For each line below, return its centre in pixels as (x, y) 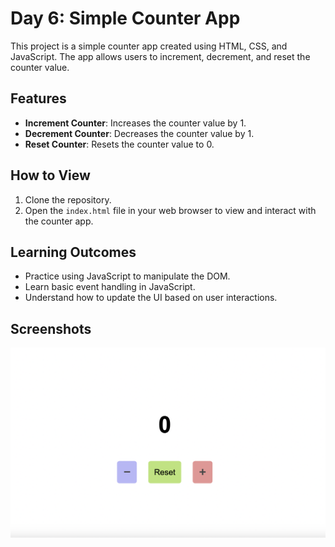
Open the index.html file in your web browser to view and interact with (170, 210)
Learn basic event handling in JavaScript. (110, 287)
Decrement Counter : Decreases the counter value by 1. (139, 133)
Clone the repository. (68, 199)
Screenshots (51, 328)
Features (38, 98)
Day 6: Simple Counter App (125, 18)
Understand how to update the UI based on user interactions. (151, 298)
